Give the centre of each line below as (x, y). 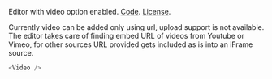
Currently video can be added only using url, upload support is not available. (136, 27)
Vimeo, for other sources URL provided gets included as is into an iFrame (131, 44)
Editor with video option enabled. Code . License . (90, 12)
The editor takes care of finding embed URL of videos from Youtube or (127, 36)
